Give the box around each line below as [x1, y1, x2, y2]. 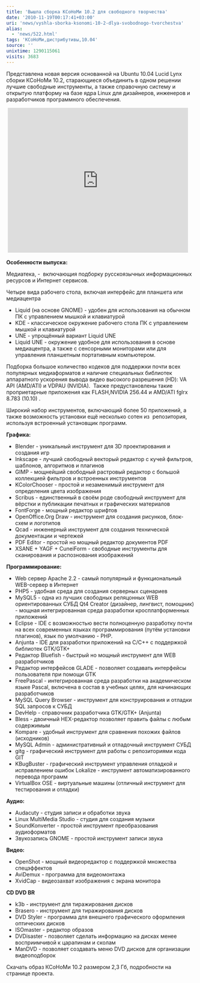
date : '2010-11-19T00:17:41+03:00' [6, 14, 95, 20]
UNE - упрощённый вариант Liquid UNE [14, 332, 116, 339]
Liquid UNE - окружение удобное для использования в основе [14, 338, 175, 346]
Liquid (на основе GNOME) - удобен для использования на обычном [14, 306, 190, 314]
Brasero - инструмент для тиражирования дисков [14, 907, 143, 914]
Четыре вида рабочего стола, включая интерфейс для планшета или [6, 288, 183, 296]
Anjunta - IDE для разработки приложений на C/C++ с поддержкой [14, 639, 187, 646]
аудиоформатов [14, 828, 56, 836]
